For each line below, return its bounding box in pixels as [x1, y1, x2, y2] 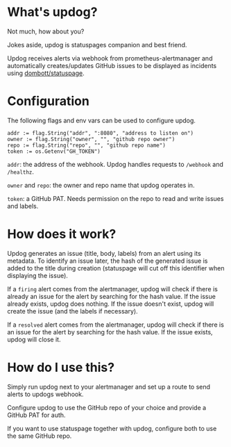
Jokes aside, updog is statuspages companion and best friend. [7, 40, 187, 49]
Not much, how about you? [7, 27, 85, 35]
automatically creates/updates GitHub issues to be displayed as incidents [7, 61, 217, 70]
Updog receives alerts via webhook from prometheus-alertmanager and [7, 54, 213, 63]
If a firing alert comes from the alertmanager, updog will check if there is [7, 284, 219, 293]
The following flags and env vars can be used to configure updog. [7, 116, 196, 124]
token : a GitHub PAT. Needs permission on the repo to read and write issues [7, 194, 224, 202]
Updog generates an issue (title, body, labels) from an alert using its [7, 249, 201, 257]
